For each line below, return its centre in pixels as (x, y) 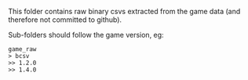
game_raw (22, 49)
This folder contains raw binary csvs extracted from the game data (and (124, 11)
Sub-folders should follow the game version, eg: (86, 35)
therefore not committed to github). (65, 20)
